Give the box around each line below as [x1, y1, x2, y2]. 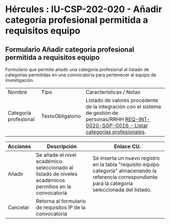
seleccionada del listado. [93, 186, 152, 193]
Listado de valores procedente [86, 97, 158, 104]
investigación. [5, 77, 34, 83]
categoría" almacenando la [93, 167, 157, 174]
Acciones [8, 143, 31, 150]
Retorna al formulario [36, 198, 86, 204]
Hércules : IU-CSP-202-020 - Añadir [5, 4, 162, 15]
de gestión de [86, 110, 119, 116]
